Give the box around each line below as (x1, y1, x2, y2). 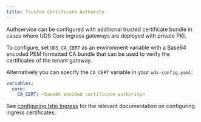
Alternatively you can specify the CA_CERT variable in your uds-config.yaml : (6, 68, 193, 76)
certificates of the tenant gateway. (6, 56, 92, 64)
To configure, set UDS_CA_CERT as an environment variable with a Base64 (6, 44, 187, 51)
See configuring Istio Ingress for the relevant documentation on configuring (6, 103, 196, 110)
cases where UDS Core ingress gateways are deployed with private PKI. (6, 32, 186, 39)
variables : (6, 80, 34, 86)
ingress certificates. (6, 109, 56, 116)
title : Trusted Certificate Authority (6, 8, 104, 15)
